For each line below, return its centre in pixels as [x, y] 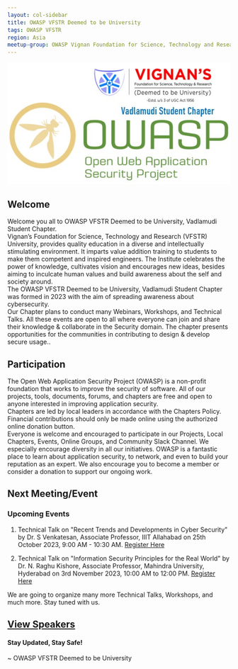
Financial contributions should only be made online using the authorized [113, 419]
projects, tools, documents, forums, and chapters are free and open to [110, 396]
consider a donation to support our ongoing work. [80, 472]
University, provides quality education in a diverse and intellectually [106, 244]
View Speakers [41, 625]
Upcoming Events [39, 514]
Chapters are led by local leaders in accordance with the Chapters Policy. [114, 412]
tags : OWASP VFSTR [34, 30]
